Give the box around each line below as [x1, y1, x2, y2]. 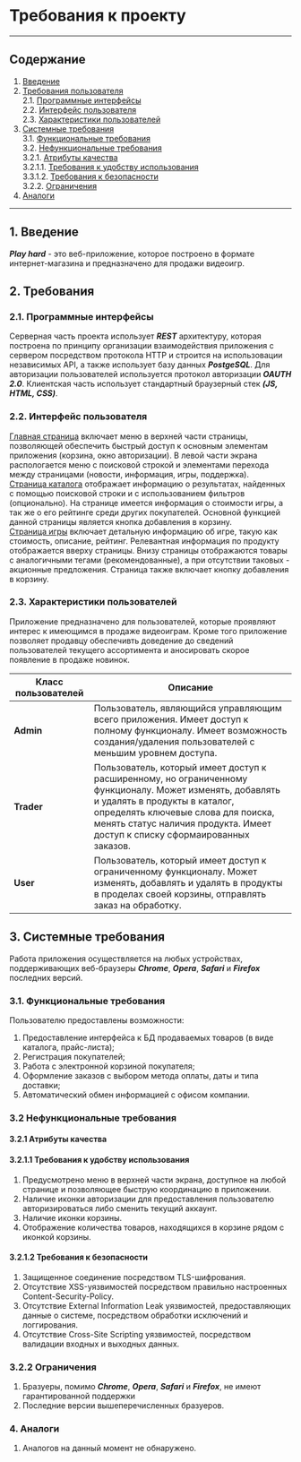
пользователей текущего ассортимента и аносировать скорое [9, 644, 250, 655]
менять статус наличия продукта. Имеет [93, 817, 271, 830]
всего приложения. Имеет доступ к [93, 713, 249, 726]
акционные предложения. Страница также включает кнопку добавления [9, 563, 289, 574]
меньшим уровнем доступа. [93, 746, 218, 759]
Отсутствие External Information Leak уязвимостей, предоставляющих [21, 1300, 291, 1311]
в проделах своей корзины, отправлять [93, 888, 267, 900]
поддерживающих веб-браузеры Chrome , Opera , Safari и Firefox [9, 962, 261, 973]
